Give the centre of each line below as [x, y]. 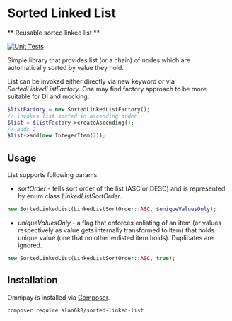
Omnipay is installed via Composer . [59, 297]
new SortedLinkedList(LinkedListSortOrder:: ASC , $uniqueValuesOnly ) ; [112, 209]
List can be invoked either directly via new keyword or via [91, 81]
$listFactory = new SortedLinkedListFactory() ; [79, 109]
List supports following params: [53, 175]
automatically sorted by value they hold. [65, 67]
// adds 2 [22, 129]
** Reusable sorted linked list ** [54, 33]
